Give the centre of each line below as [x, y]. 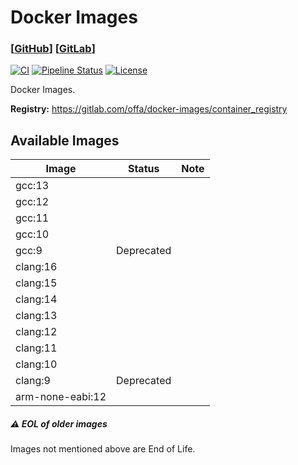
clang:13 [36, 316]
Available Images [65, 140]
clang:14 [36, 299]
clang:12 [36, 332]
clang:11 [36, 348]
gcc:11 [32, 218]
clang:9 [33, 381]
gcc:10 [32, 234]
